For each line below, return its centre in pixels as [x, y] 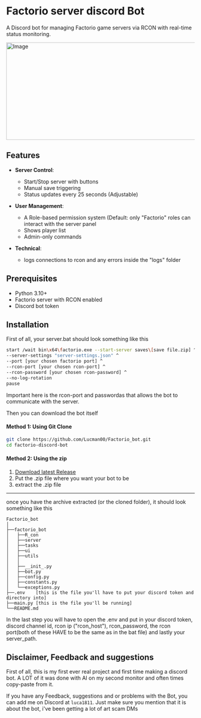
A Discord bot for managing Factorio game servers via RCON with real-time [99, 28]
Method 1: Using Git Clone [39, 427]
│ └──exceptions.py [33, 587]
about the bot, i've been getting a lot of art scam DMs [72, 709]
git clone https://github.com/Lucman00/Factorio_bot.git [79, 439]
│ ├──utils [22, 556]
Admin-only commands [53, 236]
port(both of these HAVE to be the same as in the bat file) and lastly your [96, 632]
